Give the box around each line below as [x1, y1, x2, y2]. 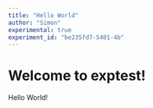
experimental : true [8, 26, 72, 34]
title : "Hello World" [8, 11, 79, 20]
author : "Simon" [8, 19, 61, 27]
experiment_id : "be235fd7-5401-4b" [8, 33, 125, 41]
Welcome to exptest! [8, 67, 147, 85]
